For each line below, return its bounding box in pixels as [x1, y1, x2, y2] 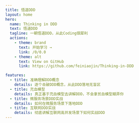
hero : [5, 17, 17, 22]
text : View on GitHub [18, 59, 64, 64]
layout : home [5, 12, 33, 17]
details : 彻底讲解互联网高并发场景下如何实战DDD [14, 110, 105, 115]
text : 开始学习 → [18, 45, 52, 50]
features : [5, 73, 26, 78]
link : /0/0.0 [18, 49, 46, 54]
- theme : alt [14, 54, 42, 59]
